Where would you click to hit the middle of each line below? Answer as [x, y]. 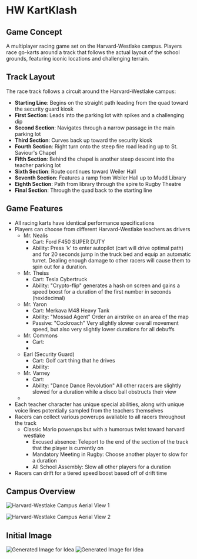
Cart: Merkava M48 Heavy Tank [71, 310]
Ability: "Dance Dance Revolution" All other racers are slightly [106, 385]
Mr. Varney [36, 373]
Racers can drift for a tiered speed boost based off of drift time [91, 473]
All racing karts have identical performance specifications [84, 223]
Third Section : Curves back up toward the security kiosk [84, 140]
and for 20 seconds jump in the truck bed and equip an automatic [111, 254]
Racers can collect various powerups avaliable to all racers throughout [100, 417]
